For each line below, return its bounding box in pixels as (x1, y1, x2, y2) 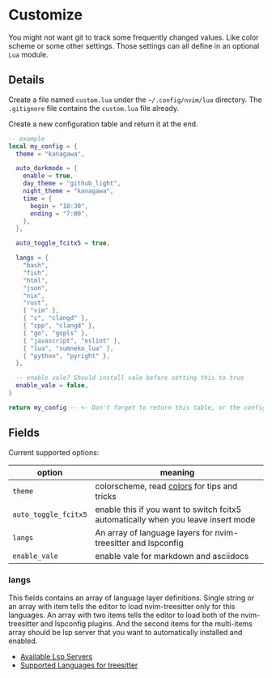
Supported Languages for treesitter (19, 660, 138, 670)
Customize (8, 6, 83, 24)
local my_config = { (8, 142, 79, 151)
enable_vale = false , (15, 382, 89, 390)
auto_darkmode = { (15, 164, 79, 173)
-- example (8, 134, 45, 143)
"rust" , (23, 299, 49, 307)
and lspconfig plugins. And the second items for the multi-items (40, 618, 253, 629)
